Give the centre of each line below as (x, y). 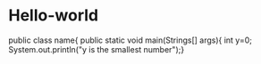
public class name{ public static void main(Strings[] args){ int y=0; (130, 40)
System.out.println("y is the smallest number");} (97, 49)
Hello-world (54, 16)
